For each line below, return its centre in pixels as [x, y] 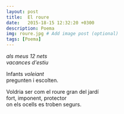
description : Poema [30, 28]
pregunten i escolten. [32, 80]
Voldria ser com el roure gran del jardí [52, 92]
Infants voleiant [25, 74]
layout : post [22, 12]
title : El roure [28, 17]
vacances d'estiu [27, 62]
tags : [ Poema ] [24, 39]
